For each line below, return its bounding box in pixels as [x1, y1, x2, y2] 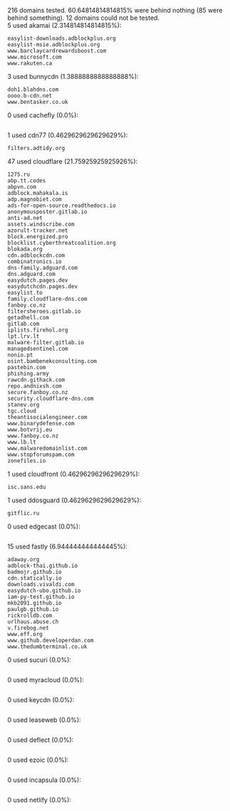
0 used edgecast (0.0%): [7, 522, 80, 531]
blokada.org [7, 245, 43, 253]
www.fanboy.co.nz [7, 433, 59, 440]
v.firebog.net [7, 625, 50, 632]
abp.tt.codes [7, 177, 46, 184]
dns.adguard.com [7, 270, 56, 277]
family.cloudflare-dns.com [7, 295, 88, 302]
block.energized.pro [7, 233, 69, 240]
